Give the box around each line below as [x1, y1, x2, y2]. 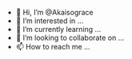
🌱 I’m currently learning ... [15, 25, 102, 33]
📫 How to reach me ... [15, 42, 90, 51]
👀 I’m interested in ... [15, 16, 84, 26]
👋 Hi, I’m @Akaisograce [15, 8, 94, 17]
